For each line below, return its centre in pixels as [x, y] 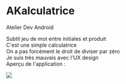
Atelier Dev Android [30, 27]
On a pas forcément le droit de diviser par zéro [63, 51]
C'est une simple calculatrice [41, 45]
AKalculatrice [41, 11]
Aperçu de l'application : [36, 64]
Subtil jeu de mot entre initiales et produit [56, 38]
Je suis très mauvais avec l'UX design [52, 57]
